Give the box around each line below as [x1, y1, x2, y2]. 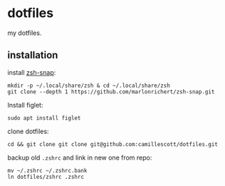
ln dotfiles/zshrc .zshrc [7, 173, 84, 180]
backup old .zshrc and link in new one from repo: [7, 153, 152, 162]
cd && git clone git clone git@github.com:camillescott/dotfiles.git [7, 140, 219, 148]
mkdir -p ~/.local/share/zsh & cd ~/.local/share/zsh [7, 82, 171, 89]
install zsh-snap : [7, 68, 56, 76]
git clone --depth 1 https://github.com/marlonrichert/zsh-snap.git [7, 88, 215, 95]
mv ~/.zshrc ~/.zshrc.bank [7, 167, 88, 174]
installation [7, 49, 58, 61]
